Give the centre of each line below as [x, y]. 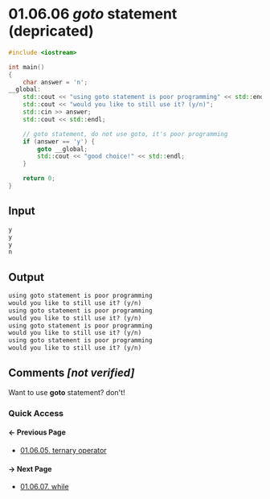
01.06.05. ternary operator [63, 450]
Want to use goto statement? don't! [67, 392]
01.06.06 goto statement [93, 14]
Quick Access [36, 413]
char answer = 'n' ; [55, 82]
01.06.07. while [45, 487]
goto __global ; [63, 149]
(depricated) [51, 31]
